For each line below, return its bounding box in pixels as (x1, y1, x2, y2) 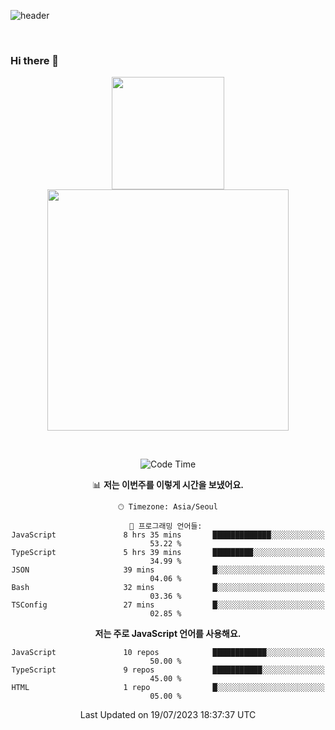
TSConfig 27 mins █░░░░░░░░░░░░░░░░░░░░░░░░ (11, 600, 325, 610)
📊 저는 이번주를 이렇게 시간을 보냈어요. (91, 479, 245, 491)
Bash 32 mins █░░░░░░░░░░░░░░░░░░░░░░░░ (11, 583, 325, 593)
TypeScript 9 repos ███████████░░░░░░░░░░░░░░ (11, 665, 325, 675)
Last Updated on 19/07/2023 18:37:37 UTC (79, 709, 257, 721)
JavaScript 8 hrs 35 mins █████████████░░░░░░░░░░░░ (11, 530, 325, 540)
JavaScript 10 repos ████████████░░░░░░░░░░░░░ (11, 648, 325, 658)
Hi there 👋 (10, 53, 60, 67)
